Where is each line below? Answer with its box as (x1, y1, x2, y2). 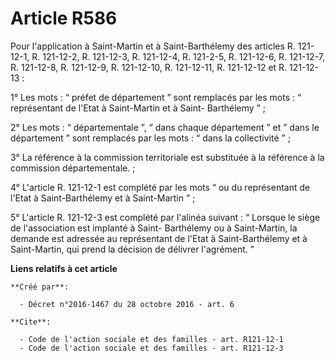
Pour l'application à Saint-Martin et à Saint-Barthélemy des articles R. (10, 40, 296, 52)
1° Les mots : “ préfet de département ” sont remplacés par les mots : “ (10, 91, 302, 103)
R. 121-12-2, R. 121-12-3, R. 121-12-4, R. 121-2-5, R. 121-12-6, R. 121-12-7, (31, 50, 325, 62)
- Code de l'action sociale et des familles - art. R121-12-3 (19, 343, 284, 353)
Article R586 (10, 7, 118, 30)
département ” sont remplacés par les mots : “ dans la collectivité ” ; (10, 132, 291, 144)
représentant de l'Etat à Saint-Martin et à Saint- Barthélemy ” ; (10, 102, 266, 114)
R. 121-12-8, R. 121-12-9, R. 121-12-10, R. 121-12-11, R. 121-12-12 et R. (10, 61, 288, 73)
